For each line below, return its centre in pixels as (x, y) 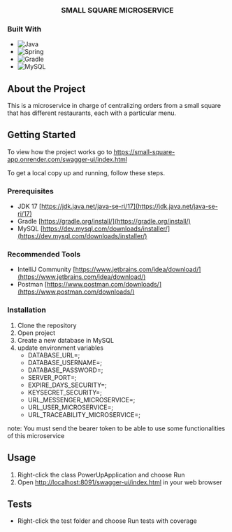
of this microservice (36, 435)
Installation (27, 310)
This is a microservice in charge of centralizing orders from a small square (114, 106)
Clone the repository (47, 325)
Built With (24, 29)
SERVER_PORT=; (52, 377)
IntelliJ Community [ (46, 270)
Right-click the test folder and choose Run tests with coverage (107, 521)
